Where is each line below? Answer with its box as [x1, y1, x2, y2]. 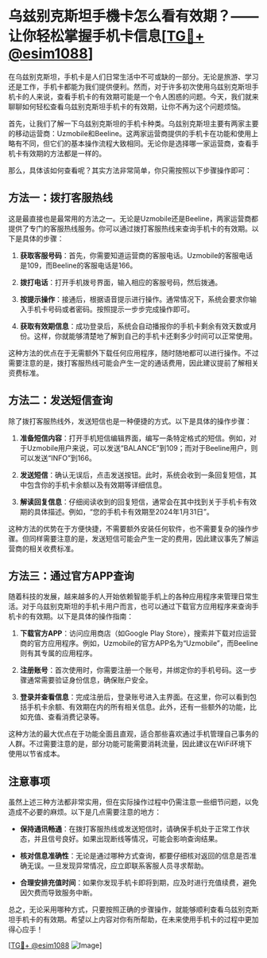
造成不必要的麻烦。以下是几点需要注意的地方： [8, 807, 161, 817]
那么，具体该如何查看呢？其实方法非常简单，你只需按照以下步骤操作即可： [8, 165, 252, 175]
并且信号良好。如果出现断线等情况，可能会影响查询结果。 [33, 834, 222, 844]
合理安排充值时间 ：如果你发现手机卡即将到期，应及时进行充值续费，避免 [19, 878, 257, 888]
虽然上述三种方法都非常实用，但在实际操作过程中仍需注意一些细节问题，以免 [8, 797, 259, 807]
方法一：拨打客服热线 [8, 191, 113, 205]
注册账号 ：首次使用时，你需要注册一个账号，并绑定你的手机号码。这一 [19, 666, 250, 675]
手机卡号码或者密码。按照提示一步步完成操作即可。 [26, 304, 195, 314]
